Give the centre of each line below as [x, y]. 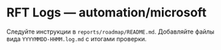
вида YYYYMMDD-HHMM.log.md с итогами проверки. [77, 38]
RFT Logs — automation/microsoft [107, 13]
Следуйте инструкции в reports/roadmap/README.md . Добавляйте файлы [110, 32]
